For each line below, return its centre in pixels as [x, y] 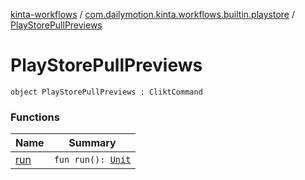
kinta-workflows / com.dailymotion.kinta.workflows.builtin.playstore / [152, 14]
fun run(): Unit [92, 160]
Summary [92, 143]
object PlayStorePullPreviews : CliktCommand [106, 92]
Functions [35, 117]
